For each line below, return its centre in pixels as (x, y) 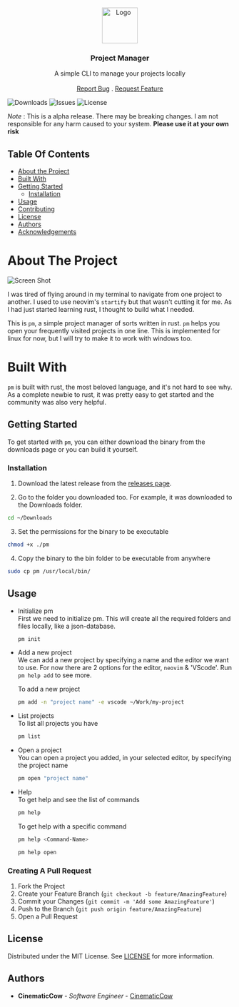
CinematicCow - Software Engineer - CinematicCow (95, 996)
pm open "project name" (53, 779)
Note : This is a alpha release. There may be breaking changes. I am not (113, 116)
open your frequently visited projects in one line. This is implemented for (114, 331)
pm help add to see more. (55, 675)
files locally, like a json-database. (67, 626)
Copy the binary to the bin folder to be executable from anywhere (114, 558)
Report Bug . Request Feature (120, 88)
